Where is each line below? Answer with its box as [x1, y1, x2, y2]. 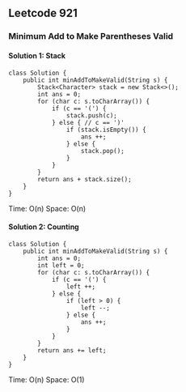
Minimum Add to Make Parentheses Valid [8, 31, 174, 42]
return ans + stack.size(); [37, 175, 132, 183]
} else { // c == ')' [51, 118, 125, 126]
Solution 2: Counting [8, 222, 79, 232]
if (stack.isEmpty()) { [66, 126, 147, 134]
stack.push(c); [66, 111, 117, 120]
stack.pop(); [80, 147, 125, 155]
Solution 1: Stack [8, 50, 66, 60]
